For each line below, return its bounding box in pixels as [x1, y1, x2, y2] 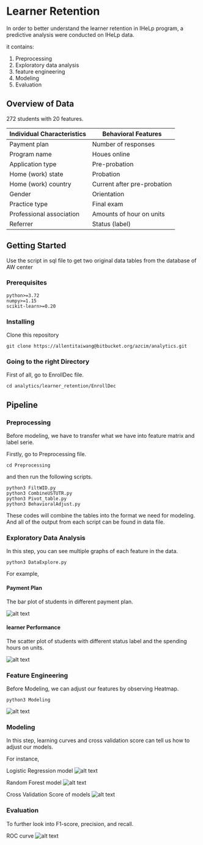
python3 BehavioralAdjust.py [6, 501, 81, 507]
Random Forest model [6, 779, 62, 786]
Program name [9, 150, 52, 158]
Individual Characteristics [9, 129, 87, 138]
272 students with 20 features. [6, 115, 84, 122]
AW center [6, 263, 33, 270]
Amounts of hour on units [92, 210, 165, 218]
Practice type [9, 199, 48, 208]
